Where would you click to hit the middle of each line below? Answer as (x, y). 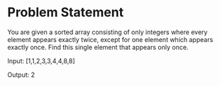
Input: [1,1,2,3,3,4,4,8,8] (42, 60)
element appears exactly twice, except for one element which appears (110, 39)
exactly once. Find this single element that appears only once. (98, 47)
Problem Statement (66, 12)
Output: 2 (21, 75)
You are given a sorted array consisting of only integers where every (108, 32)
